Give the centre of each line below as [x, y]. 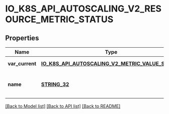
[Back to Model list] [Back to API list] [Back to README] [63, 106]
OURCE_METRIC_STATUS [59, 19]
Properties [22, 38]
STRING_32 [55, 84]
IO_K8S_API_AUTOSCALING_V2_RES [83, 9]
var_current [22, 64]
